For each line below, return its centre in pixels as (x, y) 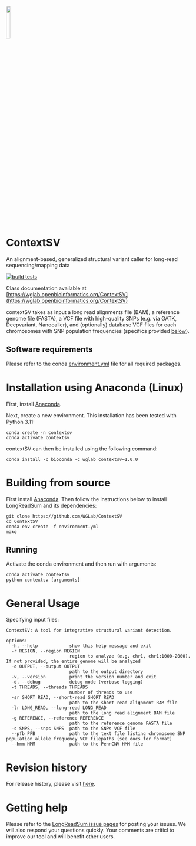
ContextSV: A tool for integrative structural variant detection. (89, 631)
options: (17, 641)
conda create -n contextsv (39, 432)
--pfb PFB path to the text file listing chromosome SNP (98, 734)
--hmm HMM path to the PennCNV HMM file (77, 744)
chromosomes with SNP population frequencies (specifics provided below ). (98, 331)
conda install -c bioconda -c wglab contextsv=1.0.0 (72, 459)
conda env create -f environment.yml (52, 527)
